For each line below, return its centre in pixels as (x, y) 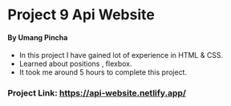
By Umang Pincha (38, 37)
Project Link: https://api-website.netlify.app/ (97, 93)
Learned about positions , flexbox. (76, 64)
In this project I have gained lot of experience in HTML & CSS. (121, 55)
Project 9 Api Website (81, 15)
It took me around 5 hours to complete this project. (103, 72)
